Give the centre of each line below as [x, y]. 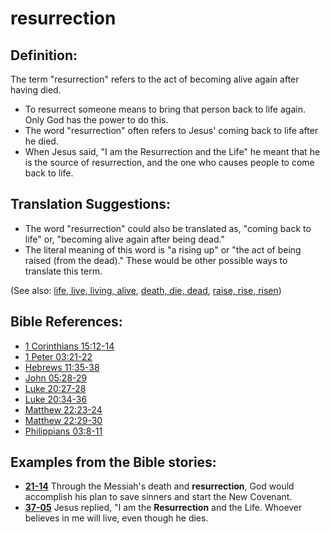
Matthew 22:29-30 [63, 420]
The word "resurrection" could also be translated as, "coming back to [168, 228]
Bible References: [66, 322]
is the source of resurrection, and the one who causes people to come [169, 162]
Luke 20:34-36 [56, 399]
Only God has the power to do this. [96, 120]
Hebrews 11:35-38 [62, 367]
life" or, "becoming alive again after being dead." [124, 239]
